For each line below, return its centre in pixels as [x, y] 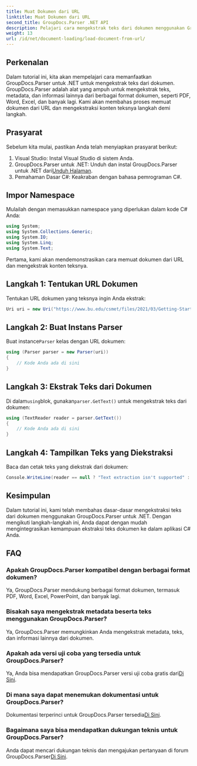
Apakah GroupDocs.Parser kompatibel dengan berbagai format [98, 570]
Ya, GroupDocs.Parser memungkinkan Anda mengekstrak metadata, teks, [95, 632]
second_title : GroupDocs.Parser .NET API [57, 22]
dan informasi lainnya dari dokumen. [50, 638]
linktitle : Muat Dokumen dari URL [48, 17]
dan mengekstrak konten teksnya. [47, 265]
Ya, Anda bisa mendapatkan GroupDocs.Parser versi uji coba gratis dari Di [95, 673]
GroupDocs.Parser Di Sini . [37, 756]
